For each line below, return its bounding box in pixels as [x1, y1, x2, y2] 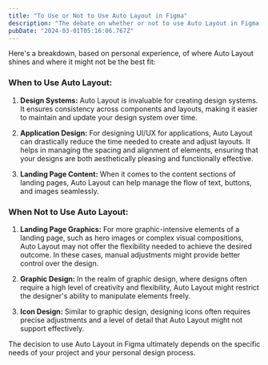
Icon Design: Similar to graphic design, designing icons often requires [19, 306, 251, 316]
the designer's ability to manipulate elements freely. [19, 290, 191, 301]
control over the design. [19, 258, 99, 268]
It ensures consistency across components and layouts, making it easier [19, 103, 258, 113]
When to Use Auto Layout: [8, 77, 113, 88]
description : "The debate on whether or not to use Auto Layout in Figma [8, 19, 260, 27]
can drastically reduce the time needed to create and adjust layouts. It [19, 136, 250, 146]
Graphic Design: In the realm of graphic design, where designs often [19, 274, 248, 283]
